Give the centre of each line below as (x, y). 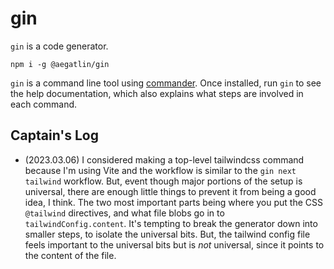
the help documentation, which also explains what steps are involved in (157, 93)
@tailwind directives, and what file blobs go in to (124, 213)
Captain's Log (54, 135)
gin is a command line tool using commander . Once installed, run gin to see (166, 83)
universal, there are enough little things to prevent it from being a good (170, 191)
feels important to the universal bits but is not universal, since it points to (174, 244)
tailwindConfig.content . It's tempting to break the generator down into (171, 223)
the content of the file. (70, 255)
